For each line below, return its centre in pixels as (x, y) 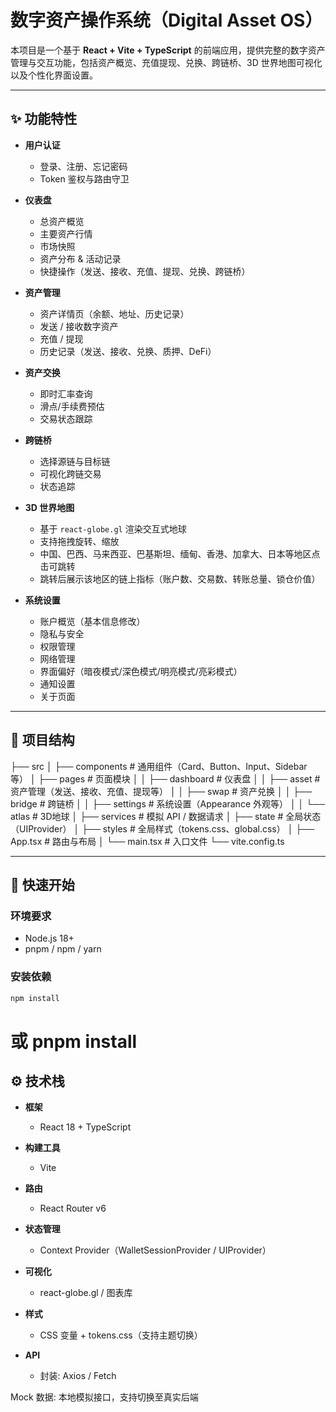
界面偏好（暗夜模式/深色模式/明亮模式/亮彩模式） (141, 671)
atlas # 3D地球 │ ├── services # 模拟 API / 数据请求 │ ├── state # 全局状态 (166, 816)
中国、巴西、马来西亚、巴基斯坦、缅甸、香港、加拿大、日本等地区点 (180, 553)
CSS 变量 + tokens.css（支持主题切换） (121, 1335)
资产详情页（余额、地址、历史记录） (114, 313)
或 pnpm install (74, 1041)
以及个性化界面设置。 (54, 75)
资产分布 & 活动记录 (80, 258)
